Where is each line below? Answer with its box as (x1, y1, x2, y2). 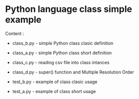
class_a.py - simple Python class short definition (12, 50, 112, 56)
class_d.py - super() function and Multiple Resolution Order (12, 69, 135, 75)
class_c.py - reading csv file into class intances (12, 59, 110, 65)
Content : (5, 30, 24, 36)
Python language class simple (5, 3, 133, 15)
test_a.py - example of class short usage (12, 88, 96, 94)
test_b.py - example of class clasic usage (12, 79, 98, 85)
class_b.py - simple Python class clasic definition (12, 40, 114, 46)
